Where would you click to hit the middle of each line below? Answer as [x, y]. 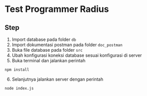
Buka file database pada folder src [47, 50]
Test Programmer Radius [57, 9]
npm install [17, 70]
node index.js [19, 88]
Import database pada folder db [44, 39]
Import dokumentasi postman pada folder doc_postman [67, 45]
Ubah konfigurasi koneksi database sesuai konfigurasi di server [77, 55]
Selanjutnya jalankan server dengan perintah [58, 79]
